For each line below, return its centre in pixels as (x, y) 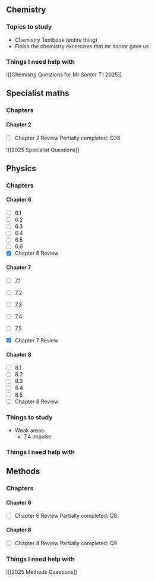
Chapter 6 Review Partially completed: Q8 (66, 516)
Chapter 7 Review (36, 341)
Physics (21, 169)
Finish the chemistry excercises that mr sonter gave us (82, 46)
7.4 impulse (38, 436)
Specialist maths (38, 93)
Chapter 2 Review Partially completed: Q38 (67, 138)
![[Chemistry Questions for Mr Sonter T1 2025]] (64, 75)
